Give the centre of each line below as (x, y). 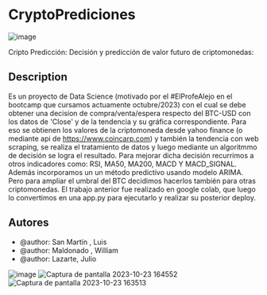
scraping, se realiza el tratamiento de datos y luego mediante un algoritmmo (133, 147)
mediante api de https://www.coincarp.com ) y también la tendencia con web (133, 138)
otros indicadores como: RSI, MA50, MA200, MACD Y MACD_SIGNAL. (122, 164)
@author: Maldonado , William (69, 250)
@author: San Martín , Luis (63, 242)
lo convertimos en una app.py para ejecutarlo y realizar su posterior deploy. (132, 197)
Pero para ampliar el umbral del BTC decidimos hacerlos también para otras (132, 180)
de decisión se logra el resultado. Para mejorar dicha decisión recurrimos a (131, 155)
